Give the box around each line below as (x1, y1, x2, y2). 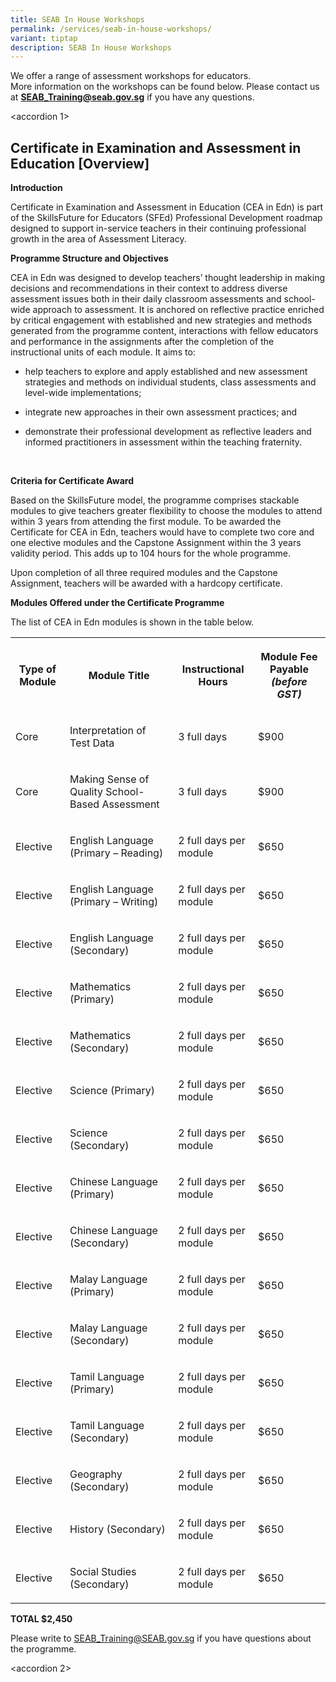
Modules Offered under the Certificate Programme (10, 597, 225, 609)
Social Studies (69, 1565, 137, 1579)
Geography (69, 1467, 123, 1481)
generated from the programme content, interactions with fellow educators (10, 325, 319, 337)
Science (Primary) (69, 1084, 155, 1098)
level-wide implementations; (24, 387, 142, 399)
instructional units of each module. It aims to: (10, 346, 196, 358)
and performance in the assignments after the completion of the (10, 336, 275, 348)
